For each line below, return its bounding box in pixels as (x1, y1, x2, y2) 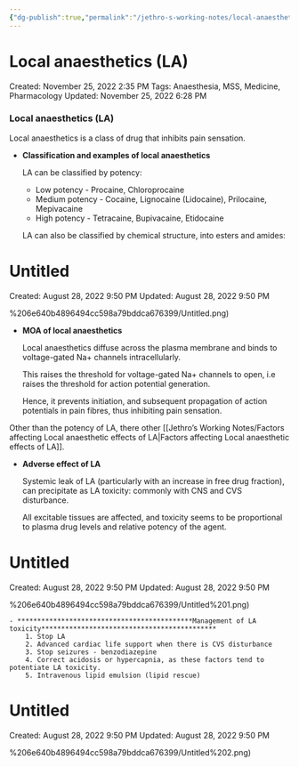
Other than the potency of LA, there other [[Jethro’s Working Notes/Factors (9, 422, 285, 432)
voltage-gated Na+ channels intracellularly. (21, 351, 181, 362)
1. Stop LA (25, 632, 66, 641)
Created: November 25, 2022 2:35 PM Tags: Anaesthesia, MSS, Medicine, (9, 81, 281, 92)
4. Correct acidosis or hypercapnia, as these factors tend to (25, 655, 265, 664)
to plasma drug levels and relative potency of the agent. (21, 521, 227, 532)
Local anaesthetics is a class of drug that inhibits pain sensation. (9, 133, 246, 143)
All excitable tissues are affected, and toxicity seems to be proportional (21, 512, 283, 522)
